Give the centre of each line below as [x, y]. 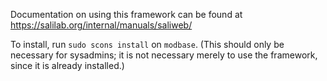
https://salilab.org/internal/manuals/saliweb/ [101, 25]
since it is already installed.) [67, 65]
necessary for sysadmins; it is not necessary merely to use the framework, [164, 55]
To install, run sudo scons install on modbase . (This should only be [147, 44]
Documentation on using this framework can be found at [126, 14]
